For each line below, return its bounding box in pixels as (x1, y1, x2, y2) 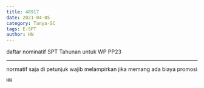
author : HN (6, 32, 34, 38)
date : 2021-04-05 (6, 15, 50, 21)
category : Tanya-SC (6, 20, 56, 26)
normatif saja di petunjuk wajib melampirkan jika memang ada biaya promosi (6, 66, 198, 73)
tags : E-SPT (6, 25, 36, 32)
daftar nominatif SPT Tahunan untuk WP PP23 (6, 48, 121, 55)
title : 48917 (6, 8, 39, 15)
